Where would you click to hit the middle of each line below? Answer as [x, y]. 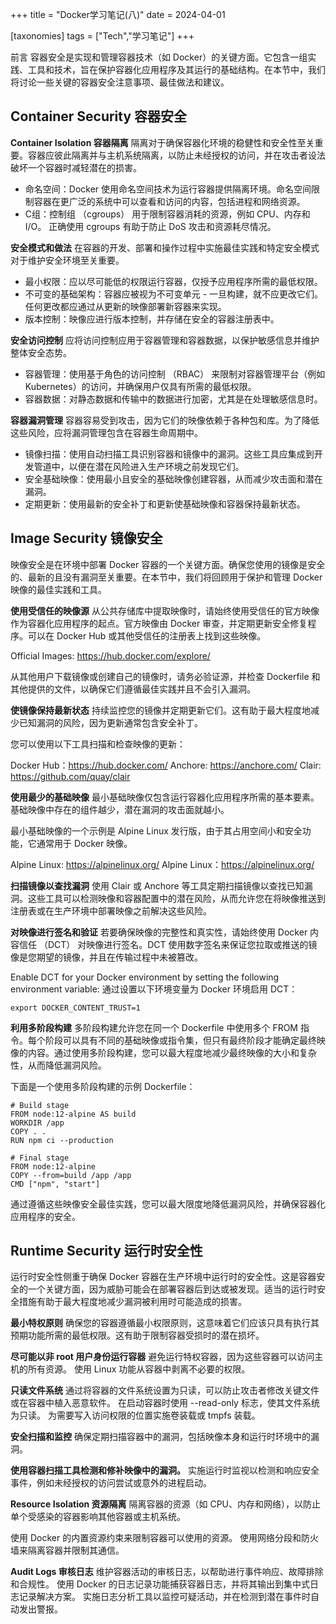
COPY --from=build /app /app [71, 1175]
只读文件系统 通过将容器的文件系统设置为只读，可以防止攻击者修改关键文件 [165, 1390]
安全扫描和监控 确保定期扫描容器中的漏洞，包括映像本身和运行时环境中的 [160, 1437]
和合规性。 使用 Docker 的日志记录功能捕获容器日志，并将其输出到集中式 [160, 1584]
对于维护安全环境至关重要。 [67, 260]
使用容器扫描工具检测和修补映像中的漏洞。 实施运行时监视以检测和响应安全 [165, 1470]
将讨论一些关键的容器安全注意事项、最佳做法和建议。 [120, 82]
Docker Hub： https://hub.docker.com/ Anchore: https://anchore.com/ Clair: [166, 765]
